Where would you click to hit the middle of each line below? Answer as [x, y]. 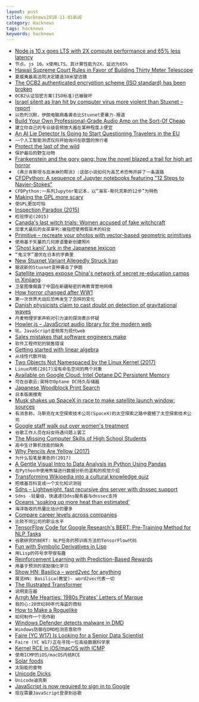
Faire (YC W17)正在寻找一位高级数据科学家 [62, 643]
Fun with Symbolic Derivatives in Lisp [61, 547]
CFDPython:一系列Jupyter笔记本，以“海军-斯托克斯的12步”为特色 [86, 191]
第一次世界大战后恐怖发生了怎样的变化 [55, 300]
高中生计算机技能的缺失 [39, 445]
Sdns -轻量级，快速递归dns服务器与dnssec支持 [66, 496]
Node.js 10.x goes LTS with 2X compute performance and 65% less [97, 51]
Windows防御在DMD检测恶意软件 [48, 630]
